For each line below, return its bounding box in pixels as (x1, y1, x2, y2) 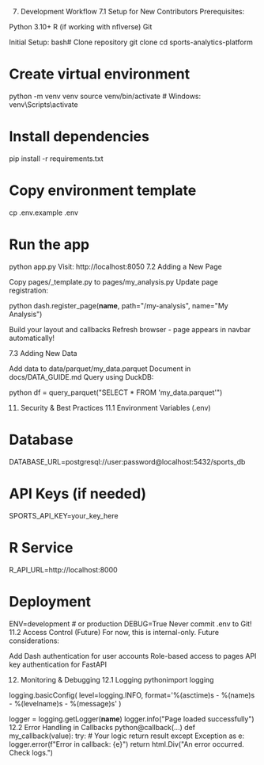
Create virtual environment (9, 65, 190, 83)
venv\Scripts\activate (9, 99, 78, 109)
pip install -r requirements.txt (9, 154, 104, 163)
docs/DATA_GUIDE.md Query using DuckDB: (9, 372, 154, 381)
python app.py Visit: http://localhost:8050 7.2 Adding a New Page (9, 262, 222, 271)
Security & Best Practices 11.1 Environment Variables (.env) (20, 403, 212, 412)
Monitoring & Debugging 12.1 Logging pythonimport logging (20, 675, 214, 684)
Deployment (9, 592, 92, 610)
